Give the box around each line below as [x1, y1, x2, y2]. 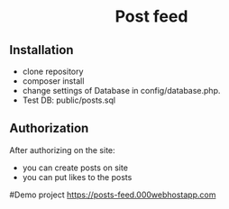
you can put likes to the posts [22, 171, 133, 182]
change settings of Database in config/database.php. [22, 86, 221, 95]
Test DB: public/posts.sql [22, 95, 115, 105]
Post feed [114, 6, 188, 27]
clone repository [22, 66, 84, 77]
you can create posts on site [22, 162, 129, 173]
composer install [22, 76, 85, 86]
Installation [9, 42, 74, 58]
